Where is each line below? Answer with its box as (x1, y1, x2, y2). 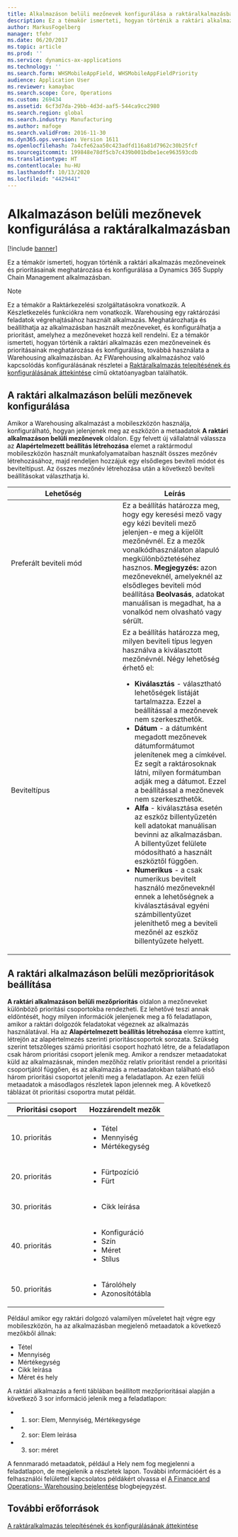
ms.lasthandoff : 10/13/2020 (7, 168, 91, 176)
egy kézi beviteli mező (123, 519, 197, 529)
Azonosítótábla (101, 1289, 152, 1299)
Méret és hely (17, 1373, 58, 1382)
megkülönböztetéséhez (123, 554, 201, 564)
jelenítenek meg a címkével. (134, 750, 227, 760)
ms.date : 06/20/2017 (7, 37, 69, 44)
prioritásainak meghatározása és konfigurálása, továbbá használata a (7, 346, 210, 355)
